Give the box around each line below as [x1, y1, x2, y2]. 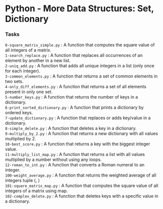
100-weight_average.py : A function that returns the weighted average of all [5, 172, 157, 178]
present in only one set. [5, 89, 53, 95]
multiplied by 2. [5, 136, 36, 142]
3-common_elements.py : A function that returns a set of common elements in [5, 73, 158, 79]
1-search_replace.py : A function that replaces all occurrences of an [5, 52, 143, 58]
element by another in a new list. [5, 57, 71, 64]
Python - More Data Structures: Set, [5, 3, 154, 14]
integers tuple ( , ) [5, 178, 40, 183]
